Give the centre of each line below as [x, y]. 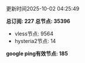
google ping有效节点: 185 [37, 54]
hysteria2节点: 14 [35, 41]
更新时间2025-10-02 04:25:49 [43, 9]
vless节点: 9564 [34, 34]
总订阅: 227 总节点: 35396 [38, 21]
